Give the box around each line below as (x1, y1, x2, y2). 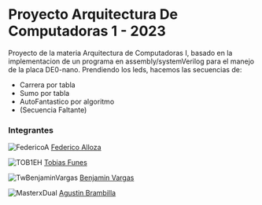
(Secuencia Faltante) (19, 104, 87, 115)
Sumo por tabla (19, 88, 70, 97)
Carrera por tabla (19, 80, 76, 90)
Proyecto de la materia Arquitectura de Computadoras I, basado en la (8, 48, 233, 57)
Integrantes (8, 124, 54, 135)
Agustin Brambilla (58, 189, 116, 198)
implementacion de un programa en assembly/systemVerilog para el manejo (8, 57, 255, 66)
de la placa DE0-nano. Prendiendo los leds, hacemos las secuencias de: (8, 64, 242, 74)
